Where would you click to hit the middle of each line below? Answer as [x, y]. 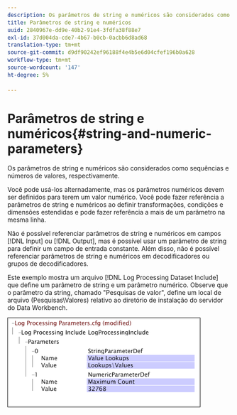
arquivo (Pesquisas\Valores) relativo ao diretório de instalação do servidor [115, 300]
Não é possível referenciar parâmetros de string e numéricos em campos [114, 234]
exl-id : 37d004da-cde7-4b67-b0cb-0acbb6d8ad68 [77, 38]
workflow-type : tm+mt [39, 60]
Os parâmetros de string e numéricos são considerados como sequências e [118, 168]
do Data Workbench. [38, 308]
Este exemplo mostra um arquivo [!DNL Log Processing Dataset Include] [113, 278]
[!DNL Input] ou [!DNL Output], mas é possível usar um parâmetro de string [117, 241]
